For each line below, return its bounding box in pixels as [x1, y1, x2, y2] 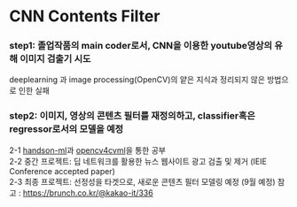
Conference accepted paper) [9, 165, 115, 176]
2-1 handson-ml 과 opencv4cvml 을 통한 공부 [9, 144, 167, 156]
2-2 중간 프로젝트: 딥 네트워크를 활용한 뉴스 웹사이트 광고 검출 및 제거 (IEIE [9, 156, 268, 166]
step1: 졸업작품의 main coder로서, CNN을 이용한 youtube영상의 [9, 40, 273, 52]
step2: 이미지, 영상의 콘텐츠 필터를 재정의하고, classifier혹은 [9, 110, 255, 122]
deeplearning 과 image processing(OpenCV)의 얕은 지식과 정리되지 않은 [9, 74, 266, 85]
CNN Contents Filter [9, 6, 160, 27]
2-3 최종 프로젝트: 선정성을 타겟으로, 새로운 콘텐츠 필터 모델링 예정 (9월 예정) [9, 176, 277, 187]
